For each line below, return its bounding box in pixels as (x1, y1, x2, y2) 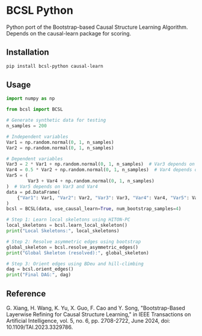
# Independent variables (6, 133, 69, 140)
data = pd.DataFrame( (6, 189, 61, 195)
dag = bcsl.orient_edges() (6, 266, 74, 272)
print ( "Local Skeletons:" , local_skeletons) (6, 228, 120, 234)
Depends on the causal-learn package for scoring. (6, 29, 131, 37)
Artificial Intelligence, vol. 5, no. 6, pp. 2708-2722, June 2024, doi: (6, 317, 170, 324)
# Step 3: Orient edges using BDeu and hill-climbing (6, 260, 144, 267)
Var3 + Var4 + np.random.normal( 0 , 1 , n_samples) (28, 178, 155, 184)
